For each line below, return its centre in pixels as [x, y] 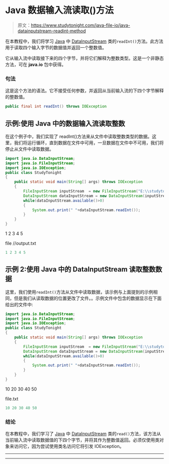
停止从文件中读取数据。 [29, 149]
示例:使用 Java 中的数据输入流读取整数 [65, 123]
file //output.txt [21, 243]
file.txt [12, 399]
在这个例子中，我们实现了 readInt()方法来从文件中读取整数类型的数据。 [79, 136]
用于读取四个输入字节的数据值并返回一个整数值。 [56, 47]
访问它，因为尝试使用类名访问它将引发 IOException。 [69, 446]
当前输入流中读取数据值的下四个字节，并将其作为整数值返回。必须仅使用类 [82, 440]
